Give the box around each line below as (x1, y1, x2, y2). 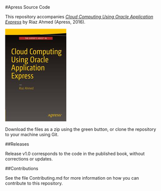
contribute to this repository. (5, 180, 63, 186)
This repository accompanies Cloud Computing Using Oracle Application (5, 14, 154, 19)
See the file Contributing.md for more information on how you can (5, 175, 139, 181)
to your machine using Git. (5, 132, 59, 137)
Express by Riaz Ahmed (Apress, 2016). (5, 19, 85, 25)
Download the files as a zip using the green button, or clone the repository (5, 126, 157, 132)
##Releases (5, 141, 30, 147)
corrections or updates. (5, 156, 53, 162)
